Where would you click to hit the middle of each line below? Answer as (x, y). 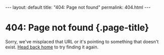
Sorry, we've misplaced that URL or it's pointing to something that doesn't (82, 41)
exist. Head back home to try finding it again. (52, 47)
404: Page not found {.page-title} (77, 28)
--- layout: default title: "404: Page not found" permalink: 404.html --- (78, 7)
